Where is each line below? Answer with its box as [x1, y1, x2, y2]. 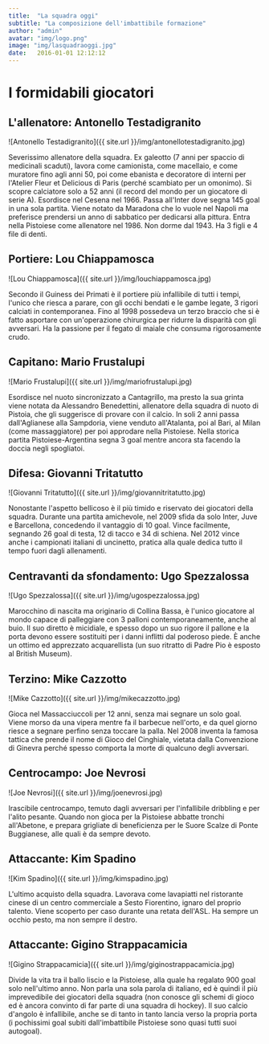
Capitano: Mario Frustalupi [8, 355, 145, 369]
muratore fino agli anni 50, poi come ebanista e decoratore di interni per [8, 169, 247, 179]
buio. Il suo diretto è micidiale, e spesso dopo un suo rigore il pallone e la [8, 623, 250, 633]
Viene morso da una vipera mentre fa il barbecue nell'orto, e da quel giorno [8, 718, 258, 728]
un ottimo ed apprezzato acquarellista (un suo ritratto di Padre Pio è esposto [8, 640, 261, 650]
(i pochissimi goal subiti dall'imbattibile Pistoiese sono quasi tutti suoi [8, 1017, 237, 1027]
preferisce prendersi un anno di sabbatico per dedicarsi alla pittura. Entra [8, 212, 251, 222]
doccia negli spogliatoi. [8, 443, 85, 453]
